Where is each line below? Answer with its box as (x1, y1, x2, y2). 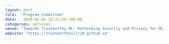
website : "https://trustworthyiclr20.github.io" (5, 31, 109, 36)
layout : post (5, 7, 33, 13)
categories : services (5, 21, 51, 27)
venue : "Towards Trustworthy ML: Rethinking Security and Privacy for (5, 26, 157, 31)
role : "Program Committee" (5, 12, 65, 17)
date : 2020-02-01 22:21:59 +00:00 (5, 17, 82, 22)
